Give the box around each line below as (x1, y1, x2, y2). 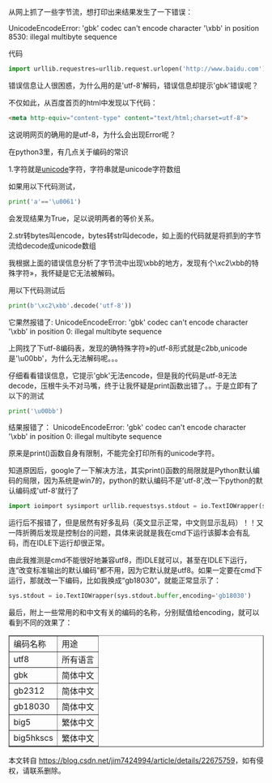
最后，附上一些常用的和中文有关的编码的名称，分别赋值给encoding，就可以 (8, 608, 260, 617)
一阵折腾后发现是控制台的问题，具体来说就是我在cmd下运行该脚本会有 (8, 528, 243, 538)
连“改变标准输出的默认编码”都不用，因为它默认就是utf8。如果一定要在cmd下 (8, 566, 263, 575)
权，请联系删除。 (8, 766, 66, 776)
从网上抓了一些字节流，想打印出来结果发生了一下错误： (8, 7, 193, 16)
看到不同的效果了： (8, 617, 73, 627)
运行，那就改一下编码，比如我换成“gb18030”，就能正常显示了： (8, 575, 221, 586)
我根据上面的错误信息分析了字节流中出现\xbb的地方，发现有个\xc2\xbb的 (8, 258, 253, 268)
